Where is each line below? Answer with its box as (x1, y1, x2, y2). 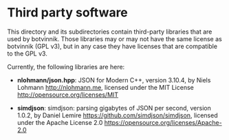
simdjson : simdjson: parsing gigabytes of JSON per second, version (17, 104, 211, 112)
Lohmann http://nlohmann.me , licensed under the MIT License (17, 83, 194, 91)
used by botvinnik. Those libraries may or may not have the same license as (7, 34, 222, 43)
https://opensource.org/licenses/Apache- (104, 118, 222, 126)
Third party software (7, 5, 129, 21)
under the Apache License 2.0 (17, 118, 103, 126)
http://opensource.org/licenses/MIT (17, 91, 119, 99)
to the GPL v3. (7, 49, 48, 58)
